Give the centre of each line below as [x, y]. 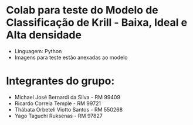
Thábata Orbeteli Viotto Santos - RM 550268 [69, 109]
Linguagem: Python [38, 51]
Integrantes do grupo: [60, 81]
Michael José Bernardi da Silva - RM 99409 [67, 97]
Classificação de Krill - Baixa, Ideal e [97, 22]
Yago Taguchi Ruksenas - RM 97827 [58, 116]
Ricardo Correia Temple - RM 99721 [58, 103]
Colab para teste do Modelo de [82, 10]
